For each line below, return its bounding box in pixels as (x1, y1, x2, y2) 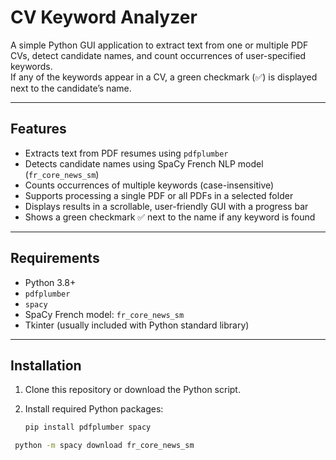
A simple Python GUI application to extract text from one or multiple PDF (10, 39, 309, 51)
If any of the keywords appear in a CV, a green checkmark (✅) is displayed (10, 71, 318, 83)
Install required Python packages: (24, 403, 164, 415)
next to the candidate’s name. (10, 82, 132, 94)
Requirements (10, 250, 100, 267)
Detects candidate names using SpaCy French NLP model (24, 157, 264, 170)
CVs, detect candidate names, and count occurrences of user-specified (10, 49, 307, 61)
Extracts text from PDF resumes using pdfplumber (24, 147, 229, 159)
